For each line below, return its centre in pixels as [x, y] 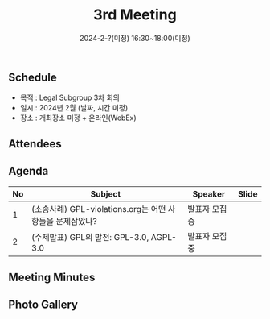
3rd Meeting [135, 15]
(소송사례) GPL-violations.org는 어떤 [99, 209]
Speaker [209, 193]
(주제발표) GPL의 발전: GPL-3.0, [90, 237]
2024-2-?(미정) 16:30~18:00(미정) [135, 38]
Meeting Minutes [52, 277]
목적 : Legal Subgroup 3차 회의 [70, 97]
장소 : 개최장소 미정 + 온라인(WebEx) [78, 118]
